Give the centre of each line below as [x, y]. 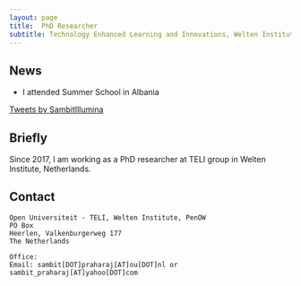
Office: [24, 256]
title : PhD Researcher [54, 26]
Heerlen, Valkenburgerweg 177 [66, 233]
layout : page [34, 17]
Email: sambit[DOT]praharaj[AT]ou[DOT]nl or [94, 264]
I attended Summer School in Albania [90, 92]
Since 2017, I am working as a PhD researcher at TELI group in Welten [138, 159]
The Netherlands [39, 241]
